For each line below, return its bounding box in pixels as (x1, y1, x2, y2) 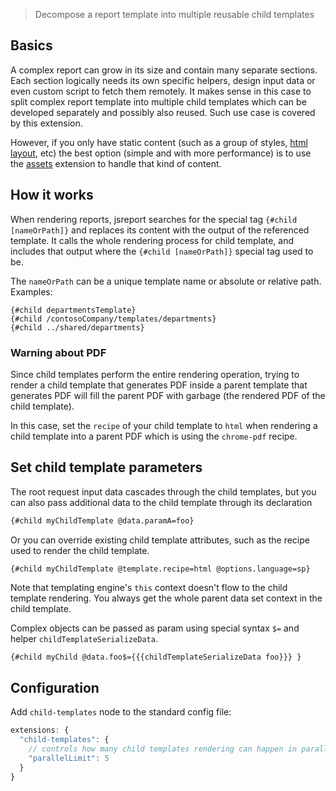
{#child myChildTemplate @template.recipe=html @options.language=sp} (10, 564, 311, 574)
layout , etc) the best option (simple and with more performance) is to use (10, 147, 312, 159)
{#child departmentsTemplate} (10, 305, 137, 315)
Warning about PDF (10, 345, 107, 359)
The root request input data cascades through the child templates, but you (10, 485, 317, 498)
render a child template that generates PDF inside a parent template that (10, 379, 308, 391)
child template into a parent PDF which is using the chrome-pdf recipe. (10, 430, 298, 442)
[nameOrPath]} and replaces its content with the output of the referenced (10, 224, 310, 236)
